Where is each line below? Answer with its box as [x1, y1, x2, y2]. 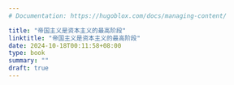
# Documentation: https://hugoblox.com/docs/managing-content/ [8, 11, 227, 20]
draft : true [8, 64, 49, 73]
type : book [8, 49, 45, 57]
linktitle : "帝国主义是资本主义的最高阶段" [8, 34, 141, 42]
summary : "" [8, 57, 49, 65]
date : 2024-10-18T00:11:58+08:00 [8, 41, 122, 49]
